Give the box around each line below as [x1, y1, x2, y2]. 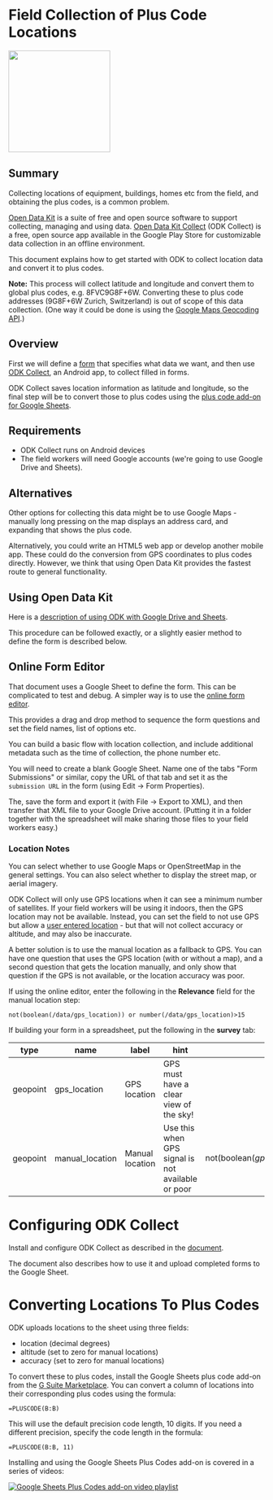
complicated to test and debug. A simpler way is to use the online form [8, 690, 245, 700]
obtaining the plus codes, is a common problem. [8, 197, 170, 207]
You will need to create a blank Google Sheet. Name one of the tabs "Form [8, 763, 258, 773]
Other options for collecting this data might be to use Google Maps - [8, 508, 237, 518]
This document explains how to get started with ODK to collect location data [8, 254, 263, 264]
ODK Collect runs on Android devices [19, 445, 145, 455]
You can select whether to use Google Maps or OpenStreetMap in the [8, 861, 241, 872]
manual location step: [8, 995, 80, 1005]
